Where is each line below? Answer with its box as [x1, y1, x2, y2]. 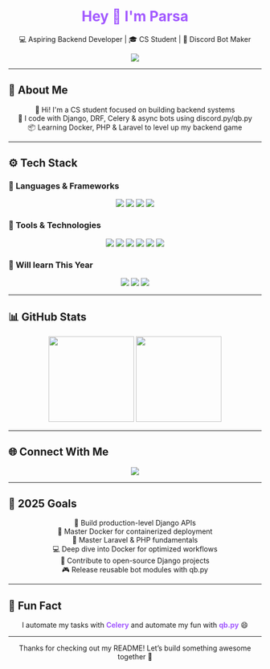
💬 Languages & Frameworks [8, 180, 120, 192]
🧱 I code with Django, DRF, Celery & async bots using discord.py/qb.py [17, 113, 253, 123]
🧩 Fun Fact [8, 599, 62, 613]
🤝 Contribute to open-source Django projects [59, 555, 211, 566]
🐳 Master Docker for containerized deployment [57, 527, 213, 536]
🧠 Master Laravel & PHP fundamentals [72, 535, 198, 545]
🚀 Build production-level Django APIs [73, 518, 197, 528]
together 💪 [117, 652, 153, 662]
